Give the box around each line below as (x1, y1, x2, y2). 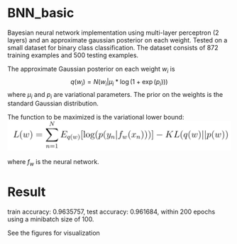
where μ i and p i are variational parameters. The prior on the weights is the (7, 90, 224, 100)
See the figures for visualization (7, 228, 101, 237)
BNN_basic (7, 5, 75, 21)
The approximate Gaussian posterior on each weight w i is (7, 64, 175, 75)
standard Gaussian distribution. (7, 99, 99, 108)
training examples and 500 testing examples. (7, 51, 139, 59)
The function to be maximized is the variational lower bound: (7, 113, 184, 122)
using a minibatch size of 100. (7, 215, 94, 223)
